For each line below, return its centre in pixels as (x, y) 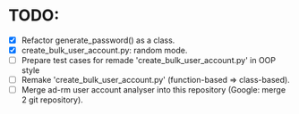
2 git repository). (52, 100)
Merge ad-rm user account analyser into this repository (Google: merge (154, 90)
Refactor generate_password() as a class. (98, 40)
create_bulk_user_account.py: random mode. (104, 50)
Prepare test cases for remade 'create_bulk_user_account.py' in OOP (149, 61)
